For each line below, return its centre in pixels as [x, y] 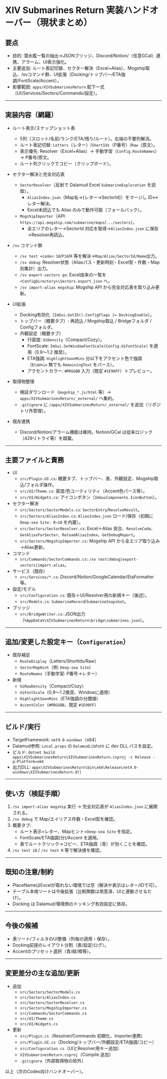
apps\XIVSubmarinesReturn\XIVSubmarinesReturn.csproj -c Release [81, 757]
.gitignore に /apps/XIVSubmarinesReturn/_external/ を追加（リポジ [90, 404]
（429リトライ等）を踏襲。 [48, 438]
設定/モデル [24, 589]
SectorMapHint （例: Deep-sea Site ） [56, 668]
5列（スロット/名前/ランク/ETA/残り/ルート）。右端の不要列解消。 [87, 138]
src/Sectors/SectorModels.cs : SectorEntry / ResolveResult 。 [81, 509]
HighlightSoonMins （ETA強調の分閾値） [60, 699]
